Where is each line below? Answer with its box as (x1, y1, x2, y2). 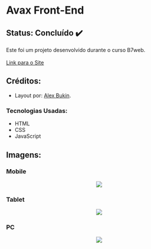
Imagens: (6, 150, 41, 160)
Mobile (6, 167, 27, 176)
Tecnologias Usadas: (6, 106, 68, 115)
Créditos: (6, 76, 41, 86)
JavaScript (14, 132, 41, 140)
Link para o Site (6, 59, 44, 66)
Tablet (6, 195, 25, 203)
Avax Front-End (6, 4, 84, 17)
